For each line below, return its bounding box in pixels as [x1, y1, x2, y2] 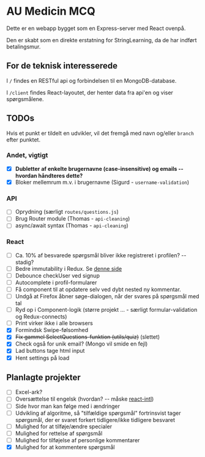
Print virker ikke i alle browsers [15, 320, 93, 327]
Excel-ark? [15, 388, 43, 396]
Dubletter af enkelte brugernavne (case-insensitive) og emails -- [15, 165, 184, 172]
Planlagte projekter [6, 372, 81, 382]
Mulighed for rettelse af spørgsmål [15, 429, 103, 437]
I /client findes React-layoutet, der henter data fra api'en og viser [6, 89, 173, 96]
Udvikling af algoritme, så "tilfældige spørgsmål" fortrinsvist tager [15, 409, 181, 417]
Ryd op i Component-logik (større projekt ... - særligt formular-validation [15, 306, 198, 314]
